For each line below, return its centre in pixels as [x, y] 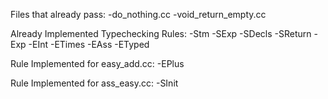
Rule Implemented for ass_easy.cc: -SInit [94, 83]
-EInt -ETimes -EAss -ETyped [89, 44]
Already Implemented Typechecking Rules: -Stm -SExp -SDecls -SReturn [161, 33]
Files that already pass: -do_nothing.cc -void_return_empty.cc [138, 14]
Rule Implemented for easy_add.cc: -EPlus [97, 63]
